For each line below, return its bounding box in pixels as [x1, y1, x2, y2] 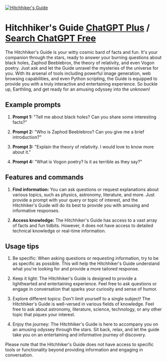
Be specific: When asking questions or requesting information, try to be [12, 255, 159, 261]
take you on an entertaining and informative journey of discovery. [12, 332, 147, 338]
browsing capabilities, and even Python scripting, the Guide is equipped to [5, 75, 158, 82]
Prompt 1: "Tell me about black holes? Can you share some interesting [12, 114, 157, 120]
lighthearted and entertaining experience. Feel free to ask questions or [12, 281, 157, 287]
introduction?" [12, 134, 42, 140]
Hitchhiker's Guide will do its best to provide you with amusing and [12, 202, 149, 208]
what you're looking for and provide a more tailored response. [12, 266, 139, 272]
